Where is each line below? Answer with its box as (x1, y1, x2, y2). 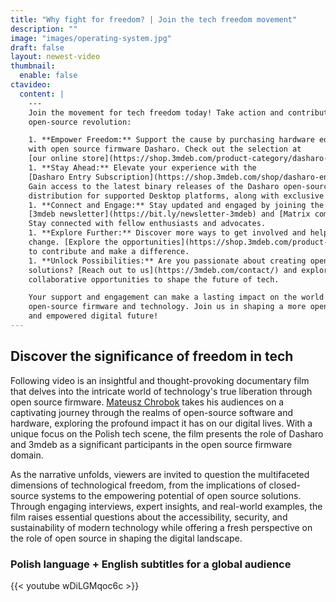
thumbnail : (10, 61, 56, 71)
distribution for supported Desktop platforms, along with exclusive (28, 191, 325, 201)
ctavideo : (10, 80, 52, 90)
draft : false (10, 42, 65, 53)
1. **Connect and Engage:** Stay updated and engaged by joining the (28, 200, 325, 210)
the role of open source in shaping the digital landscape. (10, 532, 243, 544)
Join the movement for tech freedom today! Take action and (28, 107, 284, 118)
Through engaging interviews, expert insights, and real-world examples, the (10, 500, 323, 512)
